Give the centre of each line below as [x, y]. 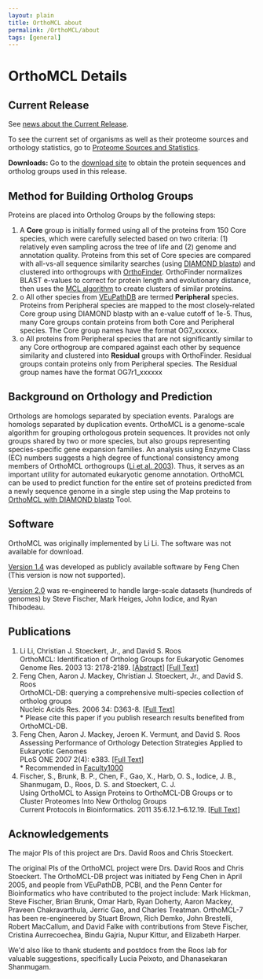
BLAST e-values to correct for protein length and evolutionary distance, [135, 281]
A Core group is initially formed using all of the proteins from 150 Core [133, 230]
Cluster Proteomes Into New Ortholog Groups [93, 801]
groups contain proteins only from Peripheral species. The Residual [128, 364]
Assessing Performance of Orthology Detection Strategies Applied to [131, 742]
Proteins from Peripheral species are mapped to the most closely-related [137, 305]
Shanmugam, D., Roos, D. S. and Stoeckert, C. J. [98, 784]
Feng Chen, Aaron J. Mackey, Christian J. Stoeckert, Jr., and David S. [131, 675]
